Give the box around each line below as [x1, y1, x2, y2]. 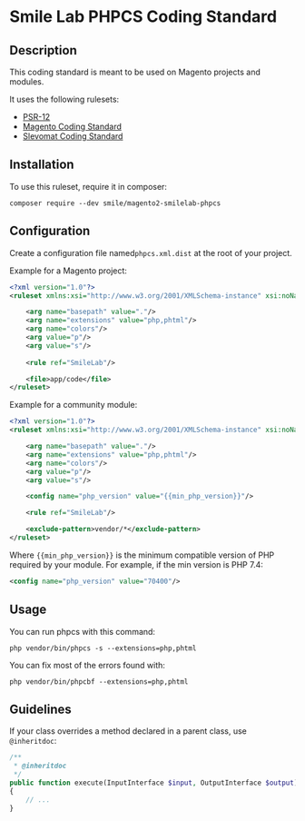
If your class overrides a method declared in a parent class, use [9, 726, 248, 737]
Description [9, 43, 77, 58]
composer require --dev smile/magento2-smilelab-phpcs [9, 198, 221, 208]
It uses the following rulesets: [9, 94, 120, 104]
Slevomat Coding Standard [22, 131, 123, 142]
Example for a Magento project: [9, 265, 127, 276]
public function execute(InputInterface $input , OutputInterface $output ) [9, 778, 299, 787]
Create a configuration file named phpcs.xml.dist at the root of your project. [9, 247, 292, 258]
